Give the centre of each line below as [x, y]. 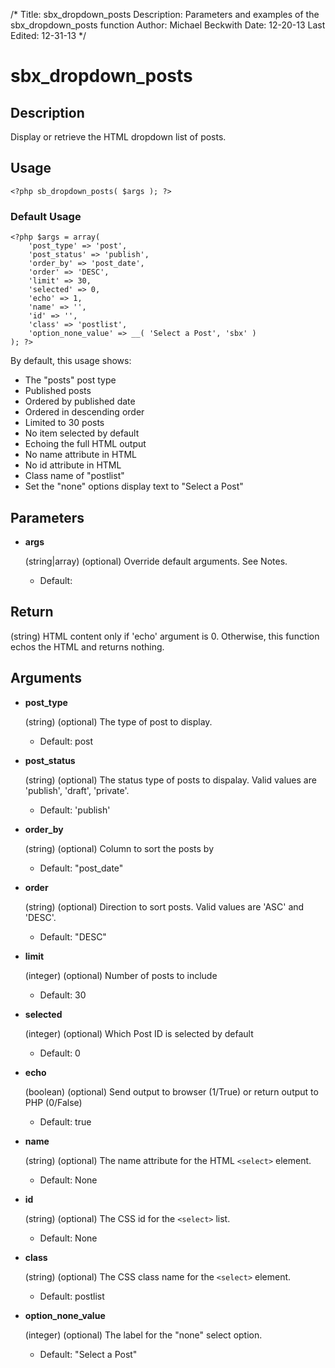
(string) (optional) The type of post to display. [118, 721]
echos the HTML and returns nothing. [87, 646]
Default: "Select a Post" [88, 1354]
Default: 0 [60, 1053]
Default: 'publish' [75, 810]
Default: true [65, 1121]
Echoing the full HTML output [85, 444]
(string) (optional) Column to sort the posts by [119, 848]
